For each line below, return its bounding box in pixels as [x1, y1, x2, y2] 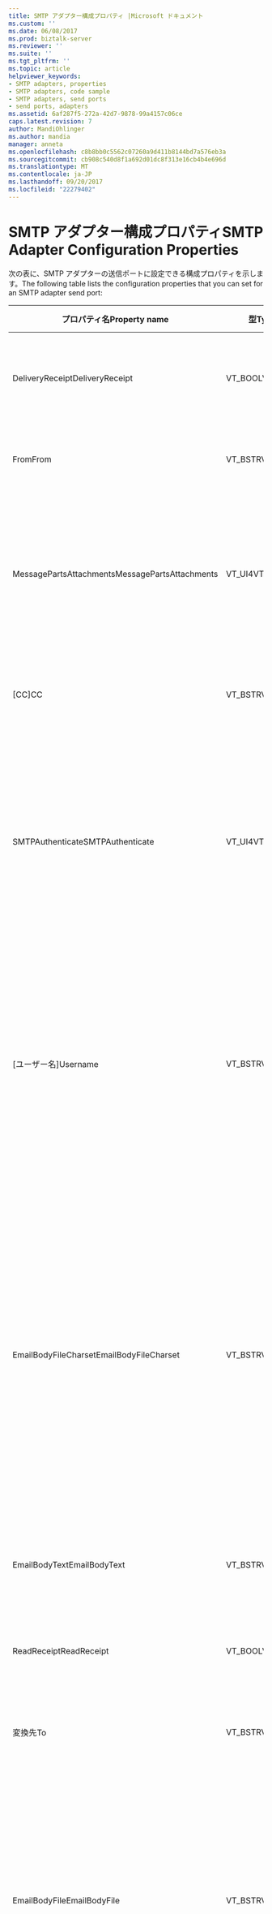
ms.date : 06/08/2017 [8, 27, 79, 35]
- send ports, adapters [8, 102, 89, 110]
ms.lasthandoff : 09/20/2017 [8, 178, 104, 187]
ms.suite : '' [8, 49, 53, 58]
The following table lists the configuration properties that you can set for [21, 278, 263, 288]
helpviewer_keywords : [8, 72, 82, 80]
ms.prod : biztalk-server [8, 34, 92, 43]
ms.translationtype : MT [8, 163, 89, 171]
